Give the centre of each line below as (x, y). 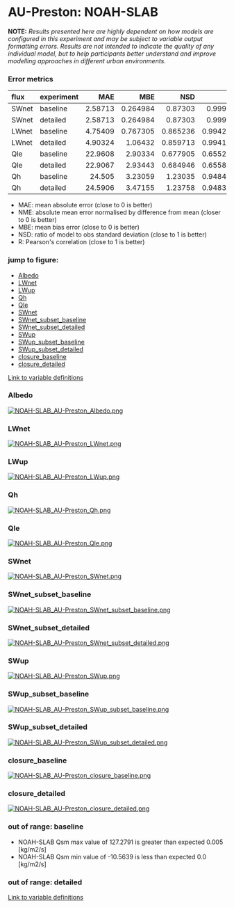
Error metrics (31, 79)
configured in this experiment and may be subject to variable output (106, 38)
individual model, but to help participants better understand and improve (112, 54)
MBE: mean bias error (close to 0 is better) (78, 228)
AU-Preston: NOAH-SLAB (83, 12)
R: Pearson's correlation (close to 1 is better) (81, 242)
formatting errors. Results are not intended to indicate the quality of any (111, 46)
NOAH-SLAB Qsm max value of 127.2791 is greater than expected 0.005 (120, 842)
